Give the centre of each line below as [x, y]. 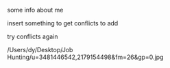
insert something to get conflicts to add [63, 23]
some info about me [35, 10]
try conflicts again [33, 36]
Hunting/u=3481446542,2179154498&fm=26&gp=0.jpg [85, 57]
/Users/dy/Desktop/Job [40, 50]
